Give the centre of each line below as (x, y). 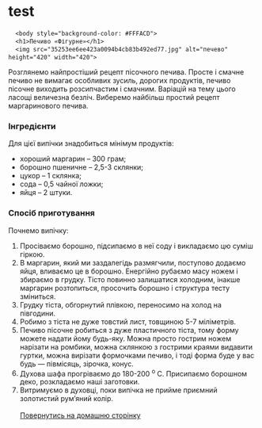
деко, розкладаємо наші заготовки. (80, 382)
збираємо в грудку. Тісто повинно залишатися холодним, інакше (130, 279)
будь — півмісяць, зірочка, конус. (77, 364)
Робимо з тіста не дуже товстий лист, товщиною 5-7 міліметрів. (127, 321)
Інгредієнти (32, 126)
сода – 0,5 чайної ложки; (61, 184)
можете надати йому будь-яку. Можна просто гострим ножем (125, 338)
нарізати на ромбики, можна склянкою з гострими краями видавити (136, 346)
